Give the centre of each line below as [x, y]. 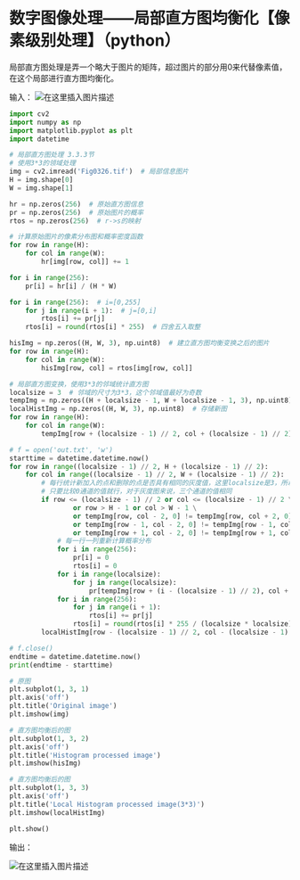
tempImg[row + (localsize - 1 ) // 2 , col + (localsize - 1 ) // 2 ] [167, 433]
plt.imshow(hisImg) [45, 763]
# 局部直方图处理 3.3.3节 [52, 155]
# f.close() [31, 648]
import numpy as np [45, 122]
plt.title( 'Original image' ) [63, 706]
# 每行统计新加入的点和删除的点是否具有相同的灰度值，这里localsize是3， [162, 483]
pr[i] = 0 [91, 558]
